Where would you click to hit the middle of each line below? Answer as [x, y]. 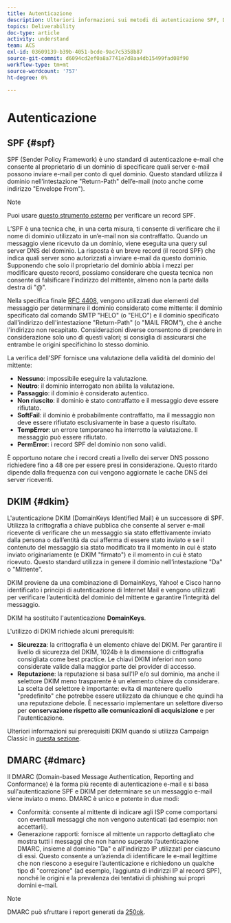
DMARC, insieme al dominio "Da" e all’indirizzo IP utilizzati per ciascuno [119, 849]
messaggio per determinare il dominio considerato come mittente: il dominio [115, 308]
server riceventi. [30, 480]
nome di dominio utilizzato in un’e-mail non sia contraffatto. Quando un [108, 236]
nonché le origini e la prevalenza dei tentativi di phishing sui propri [111, 878]
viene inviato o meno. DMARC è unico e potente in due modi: [93, 799]
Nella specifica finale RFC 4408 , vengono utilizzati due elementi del [103, 301]
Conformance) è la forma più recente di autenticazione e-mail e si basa [108, 784]
